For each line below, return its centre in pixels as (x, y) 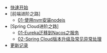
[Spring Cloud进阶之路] (34, 26)
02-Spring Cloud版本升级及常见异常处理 (60, 39)
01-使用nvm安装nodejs (41, 20)
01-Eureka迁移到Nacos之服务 (48, 33)
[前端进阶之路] (25, 14)
